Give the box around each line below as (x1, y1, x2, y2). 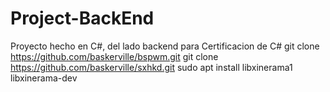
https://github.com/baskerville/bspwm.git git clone (10, 50, 219, 62)
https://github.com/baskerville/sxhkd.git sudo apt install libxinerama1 (10, 61, 293, 73)
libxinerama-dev (10, 72, 78, 84)
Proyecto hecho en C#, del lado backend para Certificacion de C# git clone (10, 40, 320, 52)
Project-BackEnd (10, 7, 155, 30)
